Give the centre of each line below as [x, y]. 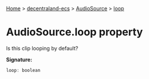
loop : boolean [23, 70]
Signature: [19, 59]
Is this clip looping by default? [42, 48]
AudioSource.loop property [74, 32]
